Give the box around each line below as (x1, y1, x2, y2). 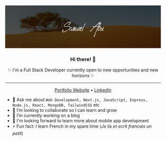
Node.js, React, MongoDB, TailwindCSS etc (12, 102, 100, 108)
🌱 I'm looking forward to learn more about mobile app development (12, 118, 149, 124)
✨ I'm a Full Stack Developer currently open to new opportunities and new (7, 67, 159, 73)
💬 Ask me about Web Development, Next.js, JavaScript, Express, (12, 97, 148, 103)
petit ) (12, 131, 24, 137)
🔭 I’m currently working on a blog (12, 112, 80, 119)
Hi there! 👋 (70, 55, 96, 62)
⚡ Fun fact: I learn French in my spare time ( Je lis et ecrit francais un (12, 123, 152, 129)
